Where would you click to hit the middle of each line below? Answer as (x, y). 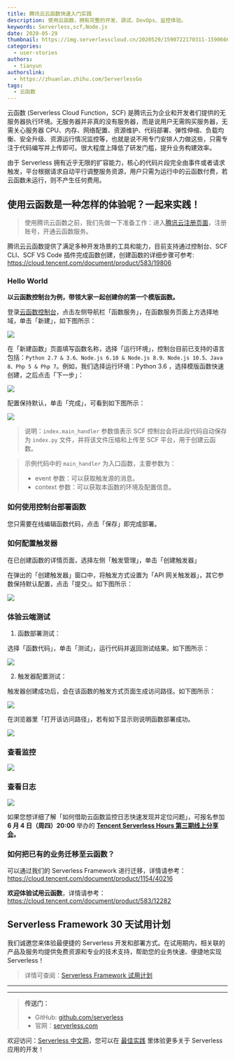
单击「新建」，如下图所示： (58, 321)
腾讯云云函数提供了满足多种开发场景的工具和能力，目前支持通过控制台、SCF (117, 246)
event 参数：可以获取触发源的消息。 (87, 479)
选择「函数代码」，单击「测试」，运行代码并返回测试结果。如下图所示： (108, 648)
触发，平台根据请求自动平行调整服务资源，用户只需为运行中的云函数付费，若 (117, 172)
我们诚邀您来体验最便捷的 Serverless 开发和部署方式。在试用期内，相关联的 (116, 942)
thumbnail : (23, 40)
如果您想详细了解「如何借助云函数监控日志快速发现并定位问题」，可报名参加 (116, 816)
